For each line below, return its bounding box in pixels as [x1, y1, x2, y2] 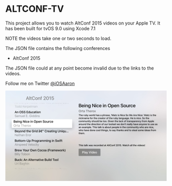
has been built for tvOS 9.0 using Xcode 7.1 [5, 25, 96, 31]
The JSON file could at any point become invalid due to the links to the [5, 65, 154, 71]
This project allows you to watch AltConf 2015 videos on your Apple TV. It [5, 20, 160, 26]
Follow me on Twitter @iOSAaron [5, 80, 75, 86]
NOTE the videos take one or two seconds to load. [5, 35, 112, 41]
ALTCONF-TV [5, 3, 64, 15]
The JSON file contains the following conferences [5, 45, 111, 51]
